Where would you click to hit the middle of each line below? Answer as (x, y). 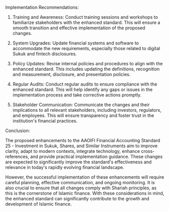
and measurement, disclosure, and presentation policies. (71, 74)
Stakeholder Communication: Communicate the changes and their (81, 105)
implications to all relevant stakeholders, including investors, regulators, (87, 110)
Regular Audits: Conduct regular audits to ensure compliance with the (85, 84)
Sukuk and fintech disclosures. (45, 54)
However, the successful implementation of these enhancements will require (85, 177)
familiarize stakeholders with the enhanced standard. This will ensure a (86, 23)
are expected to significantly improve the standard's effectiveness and (78, 162)
